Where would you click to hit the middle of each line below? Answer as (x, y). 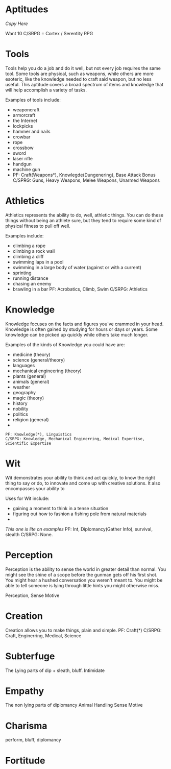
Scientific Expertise (28, 443)
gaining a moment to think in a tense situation (60, 508)
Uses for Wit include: (27, 498)
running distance (30, 278)
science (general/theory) (39, 360)
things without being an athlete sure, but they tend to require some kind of (83, 220)
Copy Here (17, 23)
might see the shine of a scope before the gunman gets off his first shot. (81, 574)
